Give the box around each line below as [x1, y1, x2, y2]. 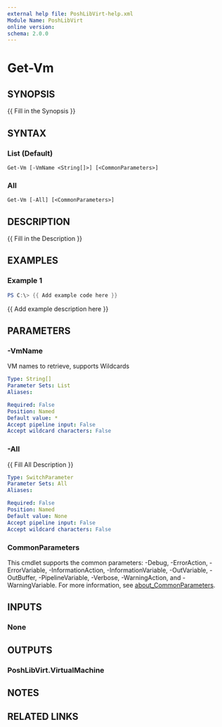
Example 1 [7, 276, 43, 286]
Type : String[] [7, 376, 52, 383]
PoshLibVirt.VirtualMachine [7, 665, 105, 675]
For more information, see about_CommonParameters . [58, 581, 216, 589]
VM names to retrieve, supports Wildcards [7, 362, 130, 370]
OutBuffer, [7, 573, 37, 581]
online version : [7, 23, 55, 30]
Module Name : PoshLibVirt [7, 17, 83, 24]
